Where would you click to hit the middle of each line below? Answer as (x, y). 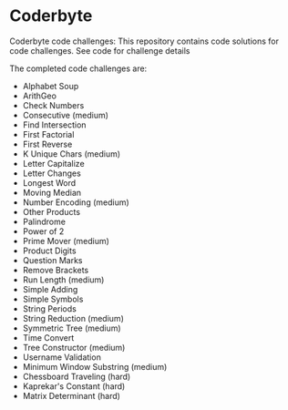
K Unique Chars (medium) (72, 154)
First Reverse (47, 144)
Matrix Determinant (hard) (72, 395)
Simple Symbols (53, 299)
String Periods (50, 308)
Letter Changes (52, 173)
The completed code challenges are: (78, 68)
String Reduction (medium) (73, 318)
